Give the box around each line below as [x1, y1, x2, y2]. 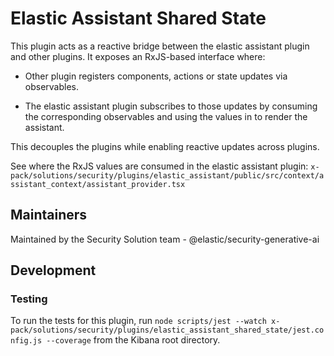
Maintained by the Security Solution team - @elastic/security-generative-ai [10, 233, 320, 245]
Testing [10, 292, 48, 306]
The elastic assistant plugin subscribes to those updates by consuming [24, 100, 318, 112]
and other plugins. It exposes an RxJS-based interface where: [10, 50, 266, 62]
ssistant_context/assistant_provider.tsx [10, 179, 186, 189]
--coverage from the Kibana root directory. [46, 334, 221, 346]
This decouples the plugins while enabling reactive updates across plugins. [10, 140, 320, 152]
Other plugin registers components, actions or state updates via [24, 70, 288, 82]
